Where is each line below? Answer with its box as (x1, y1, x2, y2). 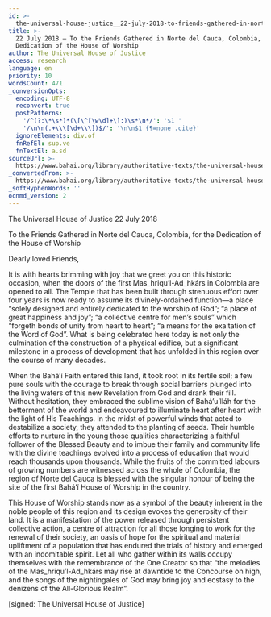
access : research (8, 57, 67, 65)
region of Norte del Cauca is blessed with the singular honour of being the (8, 473, 256, 483)
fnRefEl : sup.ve (15, 139, 70, 148)
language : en (8, 65, 52, 73)
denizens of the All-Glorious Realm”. (8, 583, 129, 593)
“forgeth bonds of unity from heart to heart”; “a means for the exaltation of (8, 320, 256, 331)
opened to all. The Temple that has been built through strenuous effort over (8, 286, 259, 296)
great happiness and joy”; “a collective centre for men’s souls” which (8, 312, 236, 322)
